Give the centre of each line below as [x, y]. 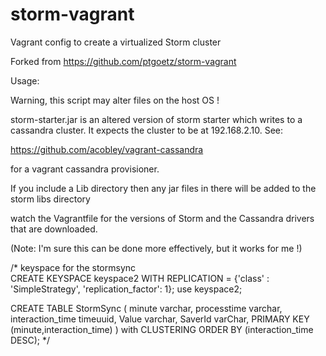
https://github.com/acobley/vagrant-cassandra [107, 149]
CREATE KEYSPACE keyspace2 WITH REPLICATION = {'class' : [140, 278]
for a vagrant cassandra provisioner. [85, 169]
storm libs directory [50, 199]
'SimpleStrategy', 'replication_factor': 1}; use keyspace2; [126, 289]
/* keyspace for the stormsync [73, 267]
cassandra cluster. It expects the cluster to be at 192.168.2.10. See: [147, 130]
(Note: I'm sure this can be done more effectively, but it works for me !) [156, 248]
